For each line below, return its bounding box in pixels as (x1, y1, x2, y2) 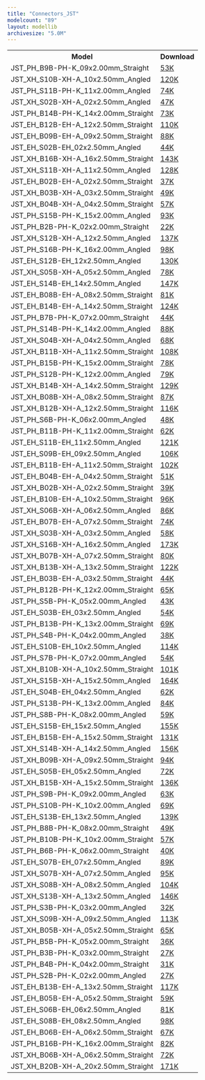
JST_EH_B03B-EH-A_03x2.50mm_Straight (10, 574, 153, 584)
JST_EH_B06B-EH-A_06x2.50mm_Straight (10, 1028, 153, 1037)
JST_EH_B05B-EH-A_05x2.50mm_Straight (10, 993, 153, 1003)
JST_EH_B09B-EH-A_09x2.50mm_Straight (10, 131, 153, 141)
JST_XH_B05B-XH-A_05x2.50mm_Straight (10, 926, 154, 935)
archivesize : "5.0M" (7, 29, 67, 37)
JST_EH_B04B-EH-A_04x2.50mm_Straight (10, 472, 153, 482)
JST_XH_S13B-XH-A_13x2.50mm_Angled (10, 892, 151, 901)
